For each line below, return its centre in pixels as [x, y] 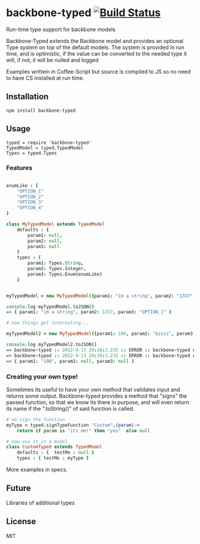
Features [19, 168]
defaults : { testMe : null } [56, 453]
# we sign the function [36, 419]
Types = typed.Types [32, 153]
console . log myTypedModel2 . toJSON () [51, 345]
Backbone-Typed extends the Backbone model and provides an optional [95, 41]
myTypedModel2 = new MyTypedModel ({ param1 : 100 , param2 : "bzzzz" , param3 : [101, 334]
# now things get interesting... [48, 323]
